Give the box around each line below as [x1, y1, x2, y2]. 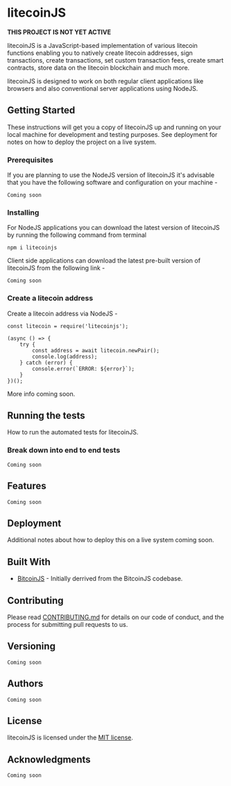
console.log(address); [32, 353, 98, 360]
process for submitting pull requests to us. [7, 621, 128, 628]
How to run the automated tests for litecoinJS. [7, 428, 139, 436]
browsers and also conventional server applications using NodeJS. [7, 84, 198, 92]
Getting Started [7, 104, 76, 116]
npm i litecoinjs [7, 245, 58, 252]
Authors [7, 678, 44, 689]
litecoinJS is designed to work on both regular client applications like [7, 76, 204, 85]
